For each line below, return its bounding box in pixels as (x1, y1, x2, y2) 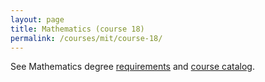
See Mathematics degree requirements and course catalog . (10, 61, 255, 73)
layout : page (10, 14, 65, 25)
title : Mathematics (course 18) (10, 24, 145, 34)
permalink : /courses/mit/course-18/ (10, 33, 163, 43)
